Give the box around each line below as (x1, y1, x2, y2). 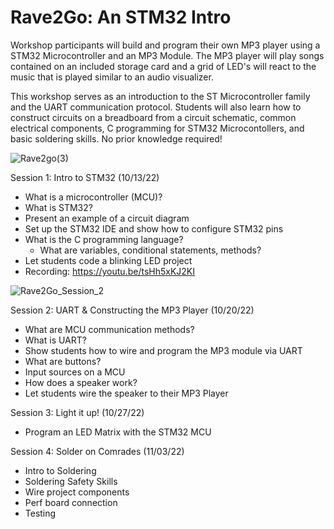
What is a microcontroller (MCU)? (24, 191, 163, 203)
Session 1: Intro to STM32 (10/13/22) (10, 171, 160, 183)
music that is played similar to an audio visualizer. (10, 71, 214, 83)
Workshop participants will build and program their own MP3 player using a (10, 39, 321, 51)
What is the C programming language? (24, 233, 184, 245)
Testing (24, 507, 57, 519)
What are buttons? (24, 355, 102, 367)
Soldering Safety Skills (24, 475, 118, 487)
